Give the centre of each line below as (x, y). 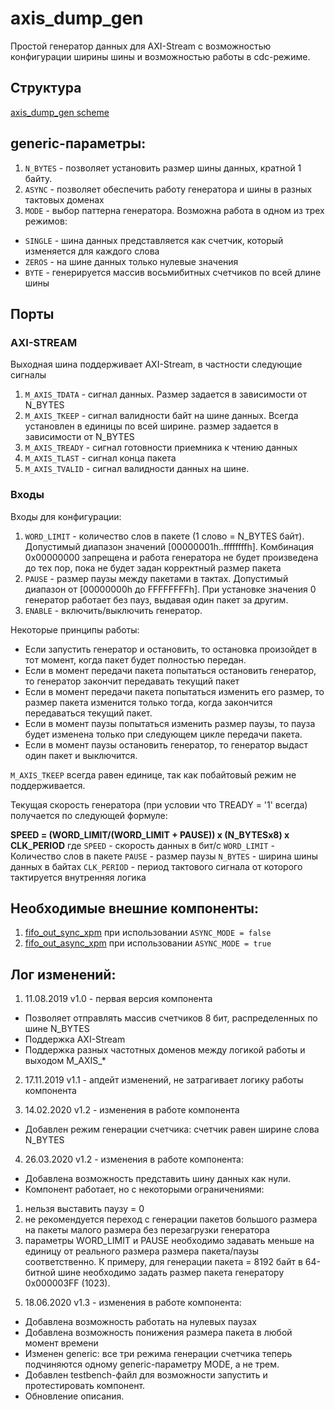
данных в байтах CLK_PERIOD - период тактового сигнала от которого (156, 866)
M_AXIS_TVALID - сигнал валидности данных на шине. (137, 469)
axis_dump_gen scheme (60, 112)
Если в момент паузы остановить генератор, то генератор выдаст (166, 744)
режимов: (46, 221)
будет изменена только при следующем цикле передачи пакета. (163, 734)
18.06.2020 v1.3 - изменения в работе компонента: (133, 1303)
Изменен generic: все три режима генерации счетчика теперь (158, 1354)
